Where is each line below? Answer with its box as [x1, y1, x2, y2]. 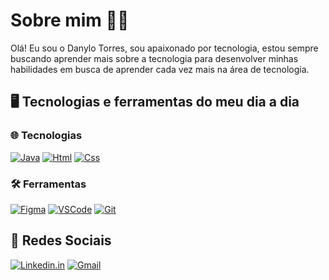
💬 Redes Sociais [10, 232, 112, 249]
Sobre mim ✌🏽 [10, 9, 130, 32]
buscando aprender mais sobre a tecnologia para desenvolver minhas [10, 52, 299, 64]
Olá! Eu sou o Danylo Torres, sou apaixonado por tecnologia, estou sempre [10, 42, 319, 54]
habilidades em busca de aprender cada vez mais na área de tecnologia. [10, 63, 310, 75]
